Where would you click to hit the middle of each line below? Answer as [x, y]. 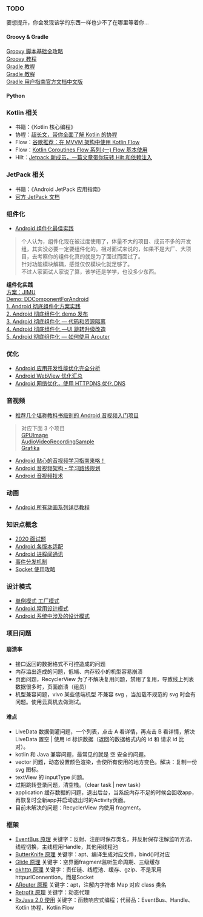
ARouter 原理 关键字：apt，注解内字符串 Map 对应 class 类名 [91, 885]
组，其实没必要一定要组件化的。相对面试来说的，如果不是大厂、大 [103, 249]
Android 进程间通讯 [39, 554]
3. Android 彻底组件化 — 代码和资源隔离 [56, 321]
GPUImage [35, 435]
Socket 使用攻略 [35, 569]
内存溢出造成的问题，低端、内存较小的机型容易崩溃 [79, 671]
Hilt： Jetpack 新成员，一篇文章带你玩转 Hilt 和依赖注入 [84, 157]
